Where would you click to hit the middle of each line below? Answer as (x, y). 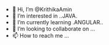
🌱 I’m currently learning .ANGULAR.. (58, 22)
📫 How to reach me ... (40, 36)
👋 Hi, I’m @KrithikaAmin (42, 9)
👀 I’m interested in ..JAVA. (45, 16)
